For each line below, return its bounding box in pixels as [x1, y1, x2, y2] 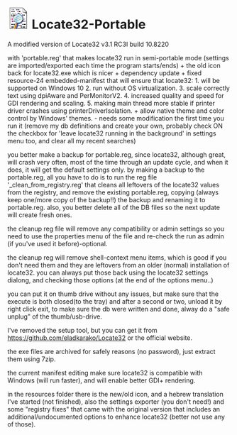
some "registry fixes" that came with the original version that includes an [7, 404, 221, 413]
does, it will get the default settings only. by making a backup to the [7, 165, 205, 174]
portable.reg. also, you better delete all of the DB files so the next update [7, 203, 220, 211]
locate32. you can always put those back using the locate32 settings [7, 268, 209, 277]
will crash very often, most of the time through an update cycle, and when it [7, 158, 228, 166]
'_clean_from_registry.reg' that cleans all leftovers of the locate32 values [7, 180, 220, 189]
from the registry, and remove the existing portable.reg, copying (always [7, 188, 219, 197]
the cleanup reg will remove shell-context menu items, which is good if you [7, 253, 227, 262]
